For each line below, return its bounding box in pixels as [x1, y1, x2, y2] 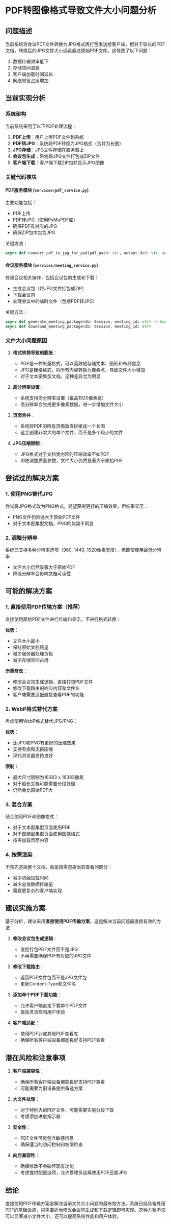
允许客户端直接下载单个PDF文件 [20, 1002, 88, 1009]
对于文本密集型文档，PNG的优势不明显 [12, 520, 94, 526]
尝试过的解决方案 [5, 474, 59, 483]
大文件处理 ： [12, 1096, 40, 1102]
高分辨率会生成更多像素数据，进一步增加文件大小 [20, 401, 123, 407]
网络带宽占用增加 [12, 78, 49, 83]
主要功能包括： [5, 199, 37, 205]
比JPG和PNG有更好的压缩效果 [12, 739, 76, 746]
